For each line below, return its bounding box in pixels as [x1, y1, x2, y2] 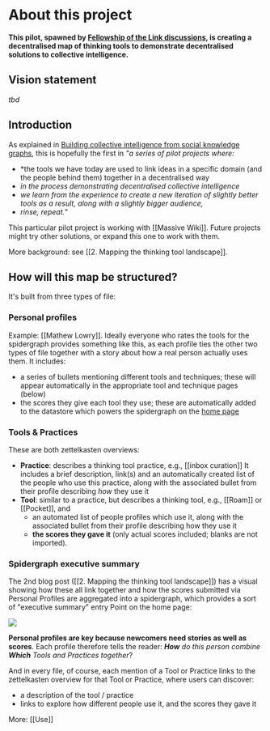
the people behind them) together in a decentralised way [19, 172, 210, 182]
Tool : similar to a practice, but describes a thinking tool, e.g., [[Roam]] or [19, 495, 263, 504]
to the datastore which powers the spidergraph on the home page [19, 406, 240, 416]
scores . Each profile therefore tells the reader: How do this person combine [8, 642, 261, 652]
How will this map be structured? [8, 270, 178, 284]
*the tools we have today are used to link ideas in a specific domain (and [19, 164, 263, 173]
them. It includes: [8, 356, 66, 366]
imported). [32, 538, 68, 547]
